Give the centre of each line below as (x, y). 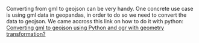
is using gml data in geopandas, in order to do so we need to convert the (96, 15)
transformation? (26, 34)
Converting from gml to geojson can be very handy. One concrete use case (100, 9)
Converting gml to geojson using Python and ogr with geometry (85, 27)
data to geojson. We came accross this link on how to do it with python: (95, 21)
